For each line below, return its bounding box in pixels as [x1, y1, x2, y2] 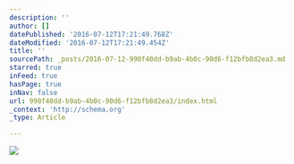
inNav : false [9, 88, 58, 97]
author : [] [9, 22, 50, 30]
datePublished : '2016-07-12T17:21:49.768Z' [9, 30, 174, 39]
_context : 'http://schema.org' [9, 105, 126, 114]
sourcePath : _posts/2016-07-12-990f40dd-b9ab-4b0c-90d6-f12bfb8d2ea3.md [9, 55, 286, 64]
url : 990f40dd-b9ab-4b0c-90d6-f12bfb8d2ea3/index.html [9, 96, 218, 106]
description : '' [9, 13, 70, 22]
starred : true [9, 64, 63, 73]
